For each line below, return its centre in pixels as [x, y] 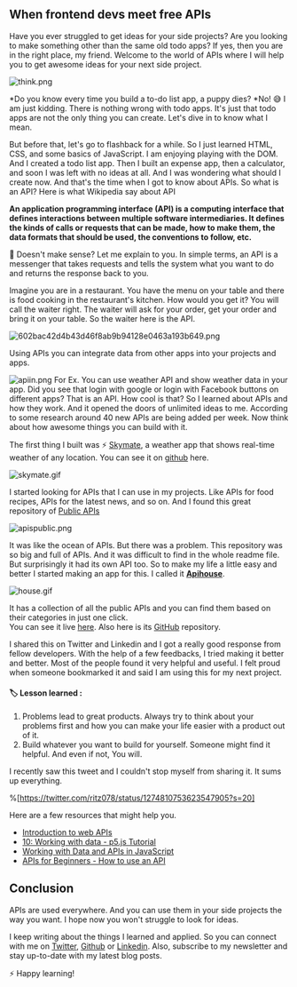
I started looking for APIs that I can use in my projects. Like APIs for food [142, 491]
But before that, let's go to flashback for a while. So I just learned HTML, [141, 144]
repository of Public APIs [55, 511]
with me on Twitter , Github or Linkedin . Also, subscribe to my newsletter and [148, 946]
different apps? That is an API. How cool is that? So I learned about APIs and [148, 398]
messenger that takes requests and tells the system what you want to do [142, 263]
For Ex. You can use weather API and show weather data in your [171, 379]
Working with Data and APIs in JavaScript [98, 851]
